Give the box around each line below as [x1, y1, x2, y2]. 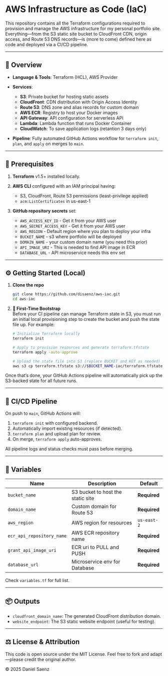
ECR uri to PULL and [71, 544, 119, 550]
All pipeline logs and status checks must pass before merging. [5, 446, 133, 452]
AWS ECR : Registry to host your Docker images [19, 109, 118, 116]
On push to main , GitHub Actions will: [5, 410, 81, 416]
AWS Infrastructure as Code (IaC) [5, 4, 147, 15]
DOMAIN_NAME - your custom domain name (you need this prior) [19, 239, 147, 245]
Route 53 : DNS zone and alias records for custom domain [19, 104, 139, 110]
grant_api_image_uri [7, 547, 56, 553]
